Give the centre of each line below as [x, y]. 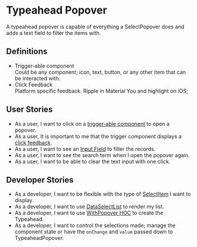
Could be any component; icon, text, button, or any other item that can [100, 72]
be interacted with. [37, 78]
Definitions [27, 52]
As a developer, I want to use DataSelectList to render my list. [89, 207]
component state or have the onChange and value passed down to [94, 232]
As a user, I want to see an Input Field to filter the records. [85, 149]
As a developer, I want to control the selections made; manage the [95, 226]
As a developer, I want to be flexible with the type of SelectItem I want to [103, 194]
